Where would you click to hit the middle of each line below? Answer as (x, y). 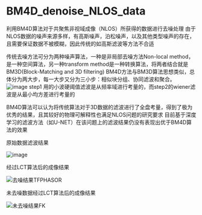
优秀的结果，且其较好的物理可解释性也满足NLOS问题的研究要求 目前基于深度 (101, 114)
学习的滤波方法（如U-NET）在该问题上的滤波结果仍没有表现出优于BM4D (96, 122)
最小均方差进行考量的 (49, 94)
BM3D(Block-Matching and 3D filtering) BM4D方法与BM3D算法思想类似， (98, 71)
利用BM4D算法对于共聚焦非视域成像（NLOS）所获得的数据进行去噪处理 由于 (101, 28)
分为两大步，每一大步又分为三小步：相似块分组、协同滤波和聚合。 (93, 79)
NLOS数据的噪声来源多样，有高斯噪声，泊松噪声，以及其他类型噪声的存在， (100, 36)
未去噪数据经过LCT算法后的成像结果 (51, 193)
